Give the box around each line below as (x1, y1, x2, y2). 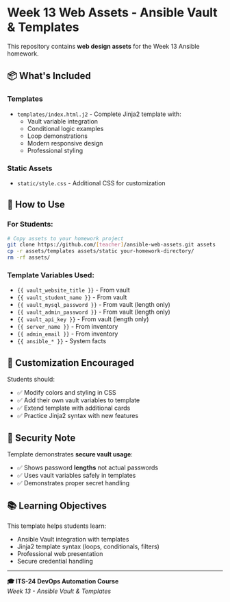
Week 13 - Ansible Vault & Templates (7, 587, 112, 595)
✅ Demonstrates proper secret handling (16, 479, 130, 487)
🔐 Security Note (7, 432, 76, 443)
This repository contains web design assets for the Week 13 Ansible (7, 42, 200, 50)
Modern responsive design (27, 139, 103, 147)
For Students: (7, 220, 53, 229)
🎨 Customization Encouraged (7, 357, 135, 369)
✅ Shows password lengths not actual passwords (16, 463, 159, 472)
